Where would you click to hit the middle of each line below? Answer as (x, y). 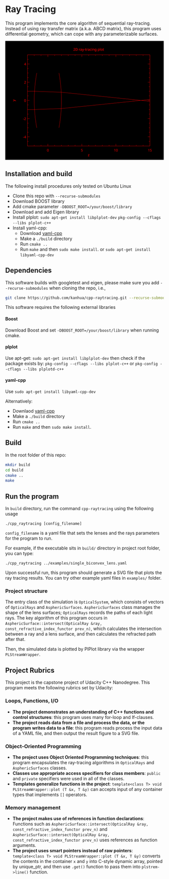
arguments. (24, 845)
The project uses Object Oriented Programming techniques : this (81, 757)
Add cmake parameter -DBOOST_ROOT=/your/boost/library (72, 206)
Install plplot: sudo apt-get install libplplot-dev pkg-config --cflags (87, 217)
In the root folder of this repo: (36, 455)
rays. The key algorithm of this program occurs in (56, 618)
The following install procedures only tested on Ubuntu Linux (68, 186)
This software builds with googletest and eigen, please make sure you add (82, 282)
